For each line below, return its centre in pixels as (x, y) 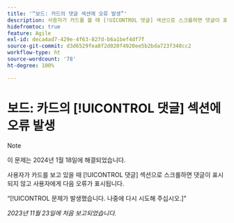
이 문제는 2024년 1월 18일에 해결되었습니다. (67, 160)
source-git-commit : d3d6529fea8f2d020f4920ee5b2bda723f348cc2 (99, 46)
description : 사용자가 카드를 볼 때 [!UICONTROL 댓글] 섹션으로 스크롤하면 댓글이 (114, 20)
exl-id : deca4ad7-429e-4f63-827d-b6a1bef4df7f (76, 40)
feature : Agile (29, 33)
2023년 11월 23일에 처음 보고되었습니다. (62, 213)
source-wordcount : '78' (42, 59)
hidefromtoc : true (34, 26)
